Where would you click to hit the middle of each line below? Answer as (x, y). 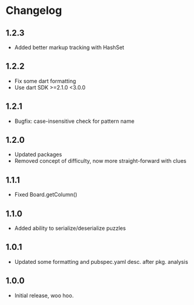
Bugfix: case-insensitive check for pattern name (74, 121)
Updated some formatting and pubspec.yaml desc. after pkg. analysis (101, 261)
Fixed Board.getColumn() (46, 195)
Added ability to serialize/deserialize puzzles (70, 228)
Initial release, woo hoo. (44, 295)
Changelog (34, 11)
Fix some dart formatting (45, 81)
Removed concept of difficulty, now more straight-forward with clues (100, 161)
